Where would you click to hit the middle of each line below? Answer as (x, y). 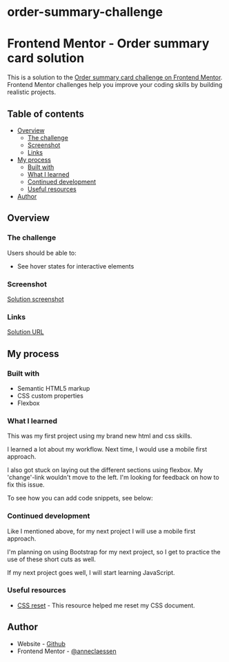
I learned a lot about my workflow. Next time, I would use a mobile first (107, 449)
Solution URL (26, 332)
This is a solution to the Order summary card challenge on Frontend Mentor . (115, 77)
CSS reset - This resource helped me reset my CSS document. (106, 605)
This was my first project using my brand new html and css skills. (100, 436)
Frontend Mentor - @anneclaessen (67, 651)
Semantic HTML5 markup (53, 388)
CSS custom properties (50, 396)
